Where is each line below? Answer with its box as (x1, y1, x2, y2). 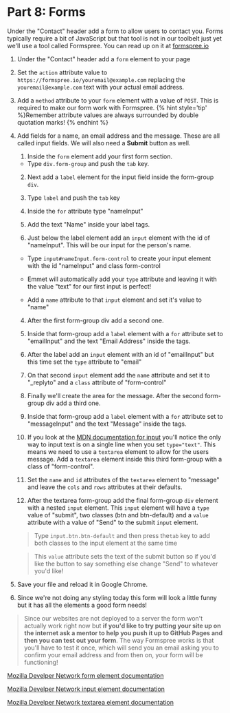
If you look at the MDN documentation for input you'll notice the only (27, 433, 222, 441)
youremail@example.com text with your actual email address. (16, 83, 184, 91)
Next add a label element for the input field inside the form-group (27, 173, 214, 181)
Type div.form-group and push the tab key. (27, 159, 150, 167)
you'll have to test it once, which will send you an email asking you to (23, 643, 220, 652)
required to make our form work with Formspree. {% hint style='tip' (16, 103, 207, 112)
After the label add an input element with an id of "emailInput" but (27, 350, 214, 358)
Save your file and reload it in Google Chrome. (16, 580, 148, 588)
